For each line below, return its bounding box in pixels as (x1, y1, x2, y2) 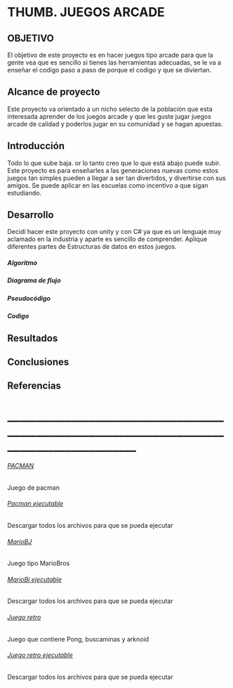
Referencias (7, 380, 62, 392)
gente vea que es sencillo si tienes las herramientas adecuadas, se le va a (7, 58, 222, 67)
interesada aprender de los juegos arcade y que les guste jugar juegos (7, 112, 212, 120)
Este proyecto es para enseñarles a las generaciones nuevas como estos (7, 166, 219, 174)
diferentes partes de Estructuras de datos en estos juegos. (7, 242, 177, 251)
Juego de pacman (7, 483, 60, 492)
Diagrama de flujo (7, 276, 61, 285)
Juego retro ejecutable (7, 651, 74, 659)
